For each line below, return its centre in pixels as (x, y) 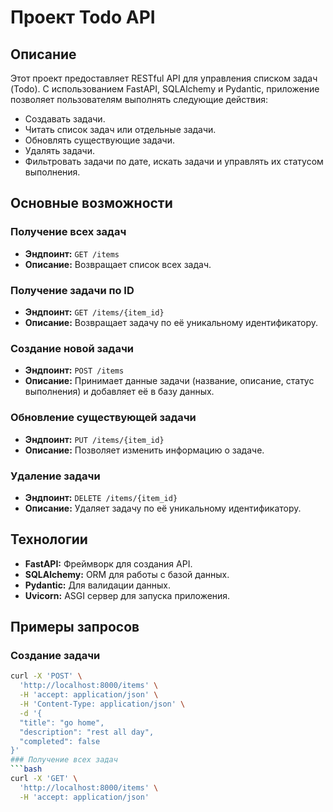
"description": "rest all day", (87, 732)
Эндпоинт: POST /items (74, 370)
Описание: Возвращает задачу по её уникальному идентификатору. (171, 322)
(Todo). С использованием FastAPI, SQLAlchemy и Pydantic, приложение (165, 89)
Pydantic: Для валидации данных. (98, 585)
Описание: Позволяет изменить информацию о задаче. (144, 450)
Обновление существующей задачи (103, 418)
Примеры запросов (75, 627)
